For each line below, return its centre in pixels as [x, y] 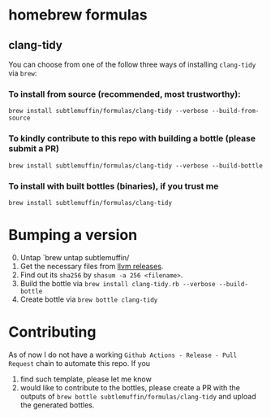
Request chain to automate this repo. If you [80, 363]
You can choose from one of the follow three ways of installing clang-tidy [132, 64]
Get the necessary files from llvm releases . [92, 266]
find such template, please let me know [86, 379]
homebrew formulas [78, 15]
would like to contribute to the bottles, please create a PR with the [130, 387]
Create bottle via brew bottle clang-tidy [89, 299]
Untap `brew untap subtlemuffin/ [75, 257]
